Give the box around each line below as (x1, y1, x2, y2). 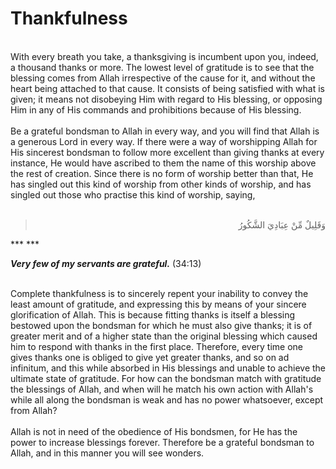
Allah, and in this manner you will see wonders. (10, 447, 205, 459)
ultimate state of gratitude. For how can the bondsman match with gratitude (10, 372, 322, 384)
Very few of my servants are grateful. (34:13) (10, 257, 202, 269)
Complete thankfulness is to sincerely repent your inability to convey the (10, 287, 309, 299)
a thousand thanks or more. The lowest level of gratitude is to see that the (10, 61, 315, 73)
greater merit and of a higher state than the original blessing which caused (10, 330, 318, 342)
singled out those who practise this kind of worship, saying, (10, 188, 256, 201)
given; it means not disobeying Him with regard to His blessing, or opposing (10, 93, 323, 105)
